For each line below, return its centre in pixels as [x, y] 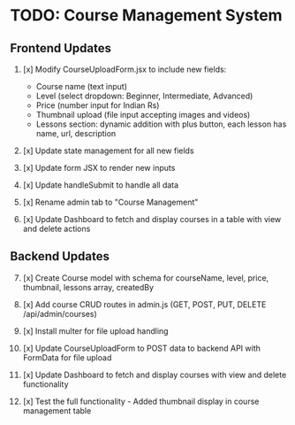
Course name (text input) [81, 86]
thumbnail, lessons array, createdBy [88, 287]
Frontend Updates [61, 48]
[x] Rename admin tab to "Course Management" [110, 202]
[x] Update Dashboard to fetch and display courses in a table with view [152, 219]
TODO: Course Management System [146, 15]
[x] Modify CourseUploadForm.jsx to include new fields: [125, 69]
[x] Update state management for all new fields [108, 151]
